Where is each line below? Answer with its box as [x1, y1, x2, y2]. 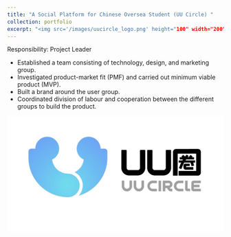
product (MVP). [16, 80, 61, 89]
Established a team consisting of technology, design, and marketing [16, 58, 210, 67]
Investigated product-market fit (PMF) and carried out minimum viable [16, 73, 216, 82]
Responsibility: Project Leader [7, 45, 92, 54]
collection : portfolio [7, 18, 72, 25]
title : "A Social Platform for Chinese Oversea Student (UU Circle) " [7, 11, 214, 18]
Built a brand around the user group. [16, 88, 120, 96]
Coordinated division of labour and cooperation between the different [16, 95, 214, 103]
